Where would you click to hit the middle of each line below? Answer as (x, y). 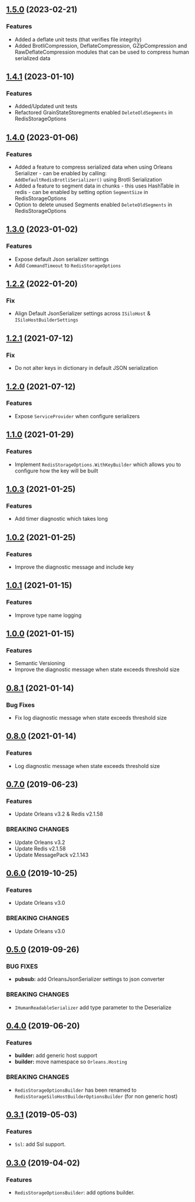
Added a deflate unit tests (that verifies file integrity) (78, 39)
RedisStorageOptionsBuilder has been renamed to (75, 1090)
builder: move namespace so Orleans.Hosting (71, 1062)
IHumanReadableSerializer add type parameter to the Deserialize (93, 1007)
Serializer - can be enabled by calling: (61, 173)
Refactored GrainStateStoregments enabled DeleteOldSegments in (93, 113)
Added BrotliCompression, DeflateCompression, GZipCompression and (101, 45)
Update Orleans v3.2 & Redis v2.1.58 (59, 814)
